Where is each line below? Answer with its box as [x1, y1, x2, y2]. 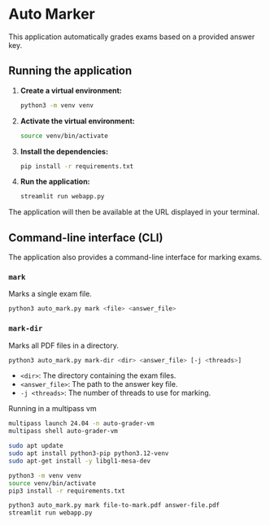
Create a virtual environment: [20, 85, 122, 95]
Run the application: [20, 176, 91, 187]
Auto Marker [8, 5, 95, 24]
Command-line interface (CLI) [8, 231, 163, 245]
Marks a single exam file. [8, 289, 92, 299]
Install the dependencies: [20, 146, 108, 156]
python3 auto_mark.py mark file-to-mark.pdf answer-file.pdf [8, 501, 220, 510]
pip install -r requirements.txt [20, 162, 134, 171]
